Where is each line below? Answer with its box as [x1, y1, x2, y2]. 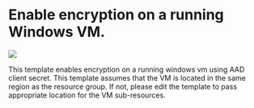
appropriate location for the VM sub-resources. [8, 90, 166, 100]
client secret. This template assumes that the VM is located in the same [8, 73, 247, 82]
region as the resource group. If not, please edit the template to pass [8, 81, 237, 91]
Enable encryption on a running [8, 6, 224, 24]
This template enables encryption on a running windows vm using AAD [8, 64, 245, 74]
